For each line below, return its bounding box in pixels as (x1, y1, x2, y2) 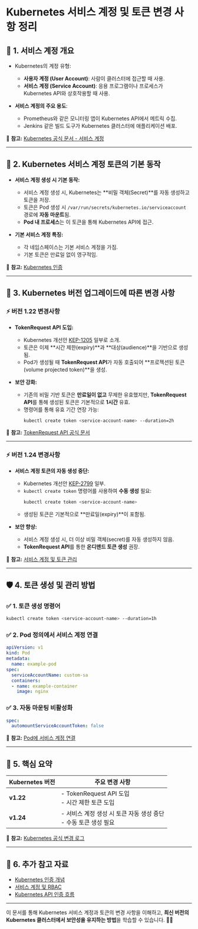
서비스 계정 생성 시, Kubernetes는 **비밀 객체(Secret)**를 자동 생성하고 (23, 189, 190, 196)
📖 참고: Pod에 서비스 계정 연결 (6, 734, 76, 741)
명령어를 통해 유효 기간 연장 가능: (23, 406, 99, 413)
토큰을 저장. (23, 196, 51, 203)
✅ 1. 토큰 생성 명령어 (6, 602, 61, 610)
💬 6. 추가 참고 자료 (6, 859, 69, 869)
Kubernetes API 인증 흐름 (14, 891, 75, 898)
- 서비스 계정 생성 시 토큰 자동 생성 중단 (61, 809, 164, 818)
